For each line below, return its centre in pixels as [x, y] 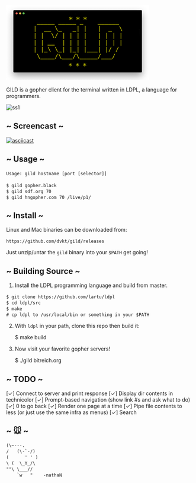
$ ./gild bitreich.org [38, 361]
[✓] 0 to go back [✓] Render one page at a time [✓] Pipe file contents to [94, 406]
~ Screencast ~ [35, 126]
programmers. [24, 96]
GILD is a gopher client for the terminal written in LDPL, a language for [92, 90]
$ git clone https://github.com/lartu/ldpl [61, 297]
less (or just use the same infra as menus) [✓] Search [72, 412]
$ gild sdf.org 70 [29, 191]
